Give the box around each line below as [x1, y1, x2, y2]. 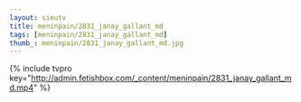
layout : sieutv [9, 13, 67, 23]
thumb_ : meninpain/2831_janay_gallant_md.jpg [9, 38, 183, 48]
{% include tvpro [9, 63, 72, 74]
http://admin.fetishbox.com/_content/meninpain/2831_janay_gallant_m [31, 73, 292, 84]
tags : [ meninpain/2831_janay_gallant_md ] [9, 30, 168, 39]
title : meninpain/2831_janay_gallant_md [9, 22, 165, 31]
